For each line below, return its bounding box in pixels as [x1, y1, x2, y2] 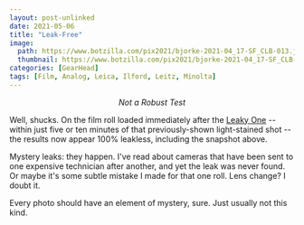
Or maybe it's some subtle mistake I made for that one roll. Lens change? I [9, 170, 287, 181]
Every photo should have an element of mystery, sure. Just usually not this [9, 197, 288, 208]
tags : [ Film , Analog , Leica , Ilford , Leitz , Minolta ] [9, 72, 217, 81]
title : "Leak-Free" [9, 30, 83, 39]
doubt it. [9, 180, 41, 191]
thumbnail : [17, 55, 59, 64]
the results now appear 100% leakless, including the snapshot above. [9, 133, 269, 145]
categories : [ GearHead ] [9, 64, 100, 73]
